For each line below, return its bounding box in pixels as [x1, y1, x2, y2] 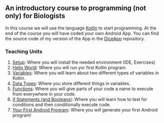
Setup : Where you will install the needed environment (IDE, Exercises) [12, 59, 156, 65]
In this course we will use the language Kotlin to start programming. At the [5, 25, 157, 31]
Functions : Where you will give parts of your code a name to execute [12, 86, 154, 92]
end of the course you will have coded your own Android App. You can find [5, 30, 159, 36]
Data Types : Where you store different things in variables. [12, 81, 131, 87]
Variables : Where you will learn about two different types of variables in [12, 70, 159, 76]
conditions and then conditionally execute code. [12, 102, 111, 108]
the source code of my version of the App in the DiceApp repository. [5, 35, 145, 41]
